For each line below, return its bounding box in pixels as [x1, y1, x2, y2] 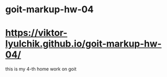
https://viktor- [5, 27, 68, 39]
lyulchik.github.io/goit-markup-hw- [5, 38, 162, 50]
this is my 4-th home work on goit [5, 66, 77, 72]
